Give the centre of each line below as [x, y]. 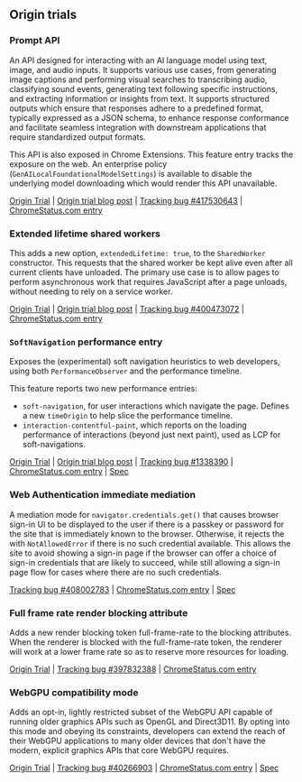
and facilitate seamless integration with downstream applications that [138, 127]
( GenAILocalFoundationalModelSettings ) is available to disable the [131, 173]
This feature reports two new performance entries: [104, 389]
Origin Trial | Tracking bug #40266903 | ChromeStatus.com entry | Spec [144, 768]
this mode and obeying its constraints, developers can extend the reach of [147, 731]
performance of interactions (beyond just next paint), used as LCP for [151, 435]
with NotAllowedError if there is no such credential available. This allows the [150, 543]
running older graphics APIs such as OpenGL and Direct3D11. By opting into [150, 722]
